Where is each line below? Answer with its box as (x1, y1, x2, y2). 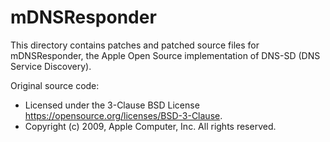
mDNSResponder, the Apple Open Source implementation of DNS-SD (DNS (10, 49, 321, 61)
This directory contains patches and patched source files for (10, 39, 260, 51)
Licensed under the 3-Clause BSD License (24, 99, 200, 111)
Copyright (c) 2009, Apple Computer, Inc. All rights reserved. (24, 120, 277, 132)
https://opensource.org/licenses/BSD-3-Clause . (24, 109, 223, 121)
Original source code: (10, 79, 100, 91)
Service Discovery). (10, 60, 92, 72)
